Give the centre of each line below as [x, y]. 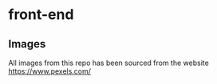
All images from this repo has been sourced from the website [108, 63]
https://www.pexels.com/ [50, 71]
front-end [41, 15]
